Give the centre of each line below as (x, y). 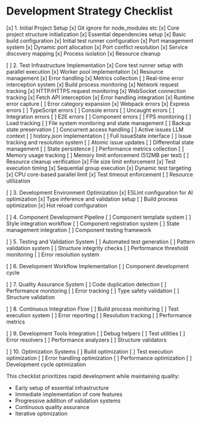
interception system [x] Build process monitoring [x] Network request (93, 84)
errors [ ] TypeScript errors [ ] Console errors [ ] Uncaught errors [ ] (91, 110)
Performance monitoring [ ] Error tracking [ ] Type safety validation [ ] (93, 291)
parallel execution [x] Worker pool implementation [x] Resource (85, 71)
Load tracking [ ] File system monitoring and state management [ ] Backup (99, 123)
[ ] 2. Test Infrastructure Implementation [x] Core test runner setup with (95, 65)
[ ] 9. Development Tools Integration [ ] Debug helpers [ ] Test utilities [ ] (96, 333)
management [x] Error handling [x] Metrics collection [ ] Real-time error (95, 78)
